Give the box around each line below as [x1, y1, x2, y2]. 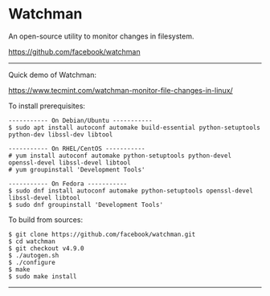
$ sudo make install [8, 272, 78, 281]
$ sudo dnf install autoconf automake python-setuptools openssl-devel [8, 186, 253, 195]
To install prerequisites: [8, 101, 86, 111]
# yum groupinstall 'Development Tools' [8, 165, 146, 173]
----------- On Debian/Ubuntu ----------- [8, 116, 153, 124]
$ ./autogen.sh [8, 251, 59, 259]
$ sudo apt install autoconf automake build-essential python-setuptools [8, 124, 261, 132]
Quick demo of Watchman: [8, 70, 96, 79]
